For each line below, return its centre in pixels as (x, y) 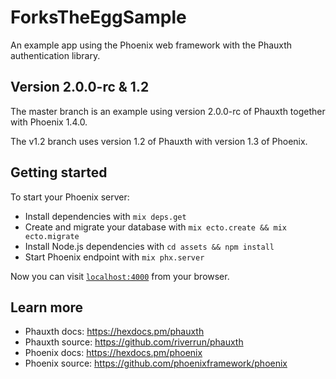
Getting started (59, 172)
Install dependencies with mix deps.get (105, 216)
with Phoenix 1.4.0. (49, 122)
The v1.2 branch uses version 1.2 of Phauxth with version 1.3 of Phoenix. (159, 141)
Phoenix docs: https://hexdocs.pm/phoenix (113, 353)
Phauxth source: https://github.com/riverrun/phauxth (134, 342)
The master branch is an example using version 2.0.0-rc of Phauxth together (168, 111)
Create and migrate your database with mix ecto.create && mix (155, 227)
